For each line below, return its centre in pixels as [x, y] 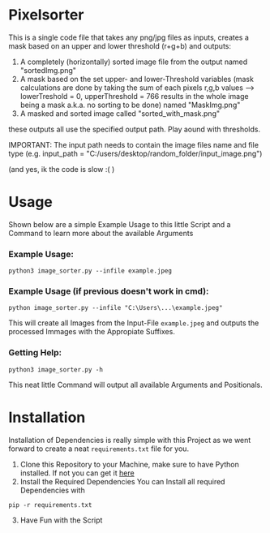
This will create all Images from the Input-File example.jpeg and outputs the [134, 323]
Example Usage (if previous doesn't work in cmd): [109, 291]
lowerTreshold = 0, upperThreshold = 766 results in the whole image [134, 96]
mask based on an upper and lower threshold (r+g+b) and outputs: [120, 45]
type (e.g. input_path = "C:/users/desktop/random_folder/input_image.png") [135, 153]
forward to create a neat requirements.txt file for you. [99, 449]
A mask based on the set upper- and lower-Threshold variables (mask [137, 79]
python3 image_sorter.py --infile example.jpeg [90, 271]
